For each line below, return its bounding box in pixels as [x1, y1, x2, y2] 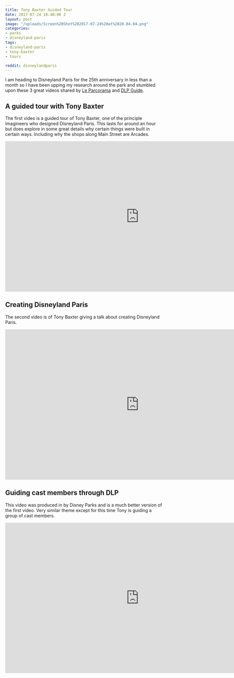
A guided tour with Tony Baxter [5, 102, 104, 110]
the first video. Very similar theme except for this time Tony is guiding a [5, 507, 152, 513]
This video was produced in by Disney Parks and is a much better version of [5, 502, 162, 508]
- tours [5, 54, 21, 59]
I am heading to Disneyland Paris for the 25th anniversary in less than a [5, 77, 152, 83]
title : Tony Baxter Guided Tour [5, 7, 72, 13]
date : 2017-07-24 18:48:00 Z [5, 12, 66, 17]
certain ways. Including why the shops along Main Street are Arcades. [5, 131, 149, 137]
